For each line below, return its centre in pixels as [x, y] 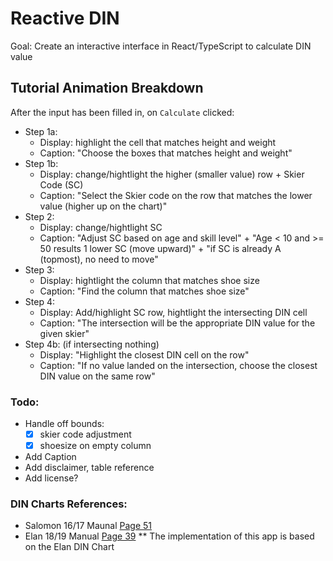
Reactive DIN [65, 18]
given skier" [64, 333]
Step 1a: [41, 131]
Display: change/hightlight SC [101, 227]
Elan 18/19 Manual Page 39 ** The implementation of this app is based [169, 536]
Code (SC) [61, 184]
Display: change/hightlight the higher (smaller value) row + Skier [172, 174]
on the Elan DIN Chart [69, 547]
